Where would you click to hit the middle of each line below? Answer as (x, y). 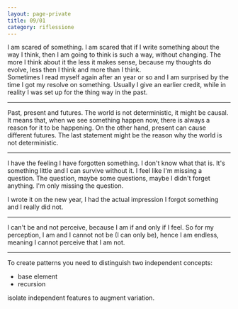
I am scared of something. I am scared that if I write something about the (113, 47)
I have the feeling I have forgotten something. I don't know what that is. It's (116, 163)
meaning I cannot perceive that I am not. (66, 242)
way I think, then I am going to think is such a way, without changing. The (114, 55)
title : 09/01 (27, 21)
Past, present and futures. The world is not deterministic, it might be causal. (118, 113)
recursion (32, 284)
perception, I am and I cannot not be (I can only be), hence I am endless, (113, 235)
